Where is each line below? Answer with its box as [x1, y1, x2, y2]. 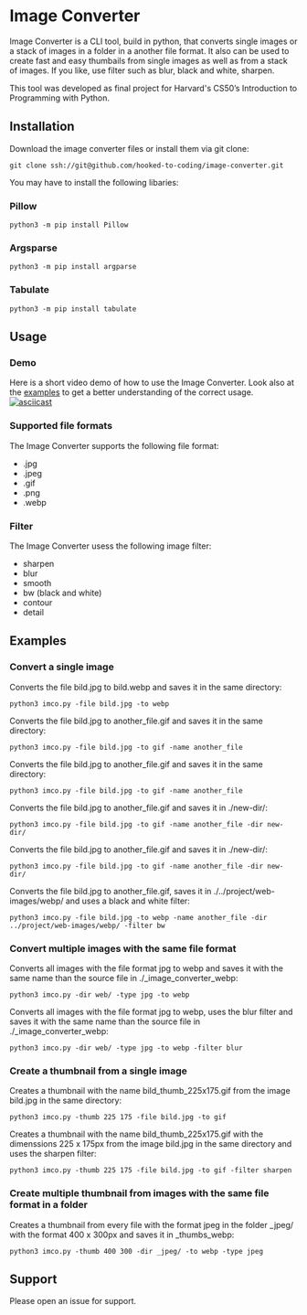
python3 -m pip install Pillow [9, 220, 129, 230]
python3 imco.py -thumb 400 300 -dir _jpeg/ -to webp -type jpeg [9, 1246, 263, 1256]
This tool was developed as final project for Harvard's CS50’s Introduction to [9, 82, 298, 93]
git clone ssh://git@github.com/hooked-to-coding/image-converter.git [9, 161, 284, 170]
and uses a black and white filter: [65, 895, 190, 906]
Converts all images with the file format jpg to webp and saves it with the [9, 962, 283, 974]
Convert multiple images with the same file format [9, 942, 237, 955]
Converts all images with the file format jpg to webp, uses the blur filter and [9, 1006, 293, 1017]
